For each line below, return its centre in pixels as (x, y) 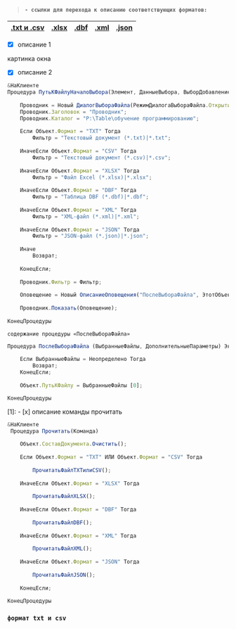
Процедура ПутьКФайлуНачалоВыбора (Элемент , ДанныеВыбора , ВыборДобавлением (120, 92)
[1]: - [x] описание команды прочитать (65, 412)
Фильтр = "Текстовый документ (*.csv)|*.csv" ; (102, 158)
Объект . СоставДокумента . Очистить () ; (74, 444)
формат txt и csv (37, 618)
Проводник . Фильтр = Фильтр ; (61, 282)
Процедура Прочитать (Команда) (54, 431)
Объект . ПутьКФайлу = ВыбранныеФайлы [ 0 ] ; (81, 385)
